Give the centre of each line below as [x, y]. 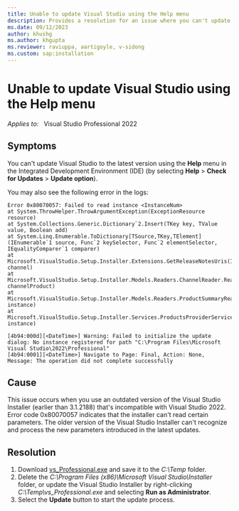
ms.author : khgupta [36, 41]
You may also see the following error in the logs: [78, 192]
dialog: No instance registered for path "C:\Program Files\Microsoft [114, 342]
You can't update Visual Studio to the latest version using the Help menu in [117, 163]
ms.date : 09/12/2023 [38, 27]
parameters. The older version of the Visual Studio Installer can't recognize [117, 422]
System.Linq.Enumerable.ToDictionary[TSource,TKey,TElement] [109, 236]
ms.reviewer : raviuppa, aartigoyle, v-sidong [76, 47]
